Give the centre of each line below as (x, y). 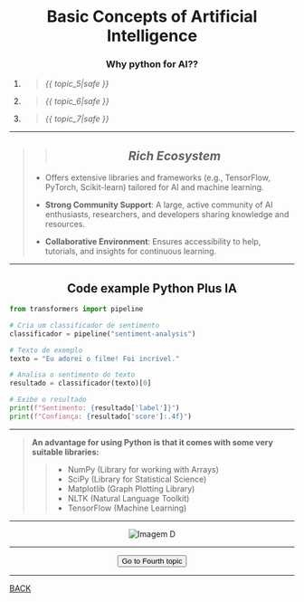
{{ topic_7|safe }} (77, 119)
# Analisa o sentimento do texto (72, 375)
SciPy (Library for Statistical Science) (137, 479)
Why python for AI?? (152, 64)
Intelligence (152, 36)
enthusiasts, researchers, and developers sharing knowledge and (167, 215)
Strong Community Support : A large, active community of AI (159, 205)
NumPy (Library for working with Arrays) (143, 469)
